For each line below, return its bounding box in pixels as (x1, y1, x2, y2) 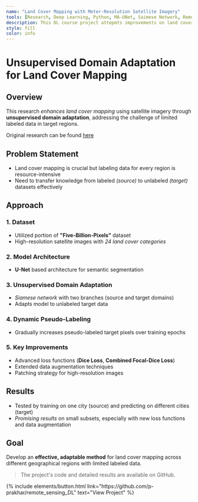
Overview (6, 92, 43, 102)
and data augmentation (14, 420, 71, 428)
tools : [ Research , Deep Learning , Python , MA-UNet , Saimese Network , (6, 14, 181, 20)
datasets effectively (14, 183, 63, 190)
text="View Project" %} (77, 489, 134, 496)
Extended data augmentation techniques (14, 363, 114, 370)
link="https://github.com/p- (87, 483, 154, 490)
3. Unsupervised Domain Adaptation (6, 281, 113, 289)
